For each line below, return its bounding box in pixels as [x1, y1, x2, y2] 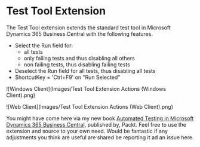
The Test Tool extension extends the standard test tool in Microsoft [6, 24, 171, 31]
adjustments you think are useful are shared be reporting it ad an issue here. [6, 133, 194, 141]
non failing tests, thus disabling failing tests [23, 61, 130, 68]
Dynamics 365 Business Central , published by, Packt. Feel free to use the [6, 121, 187, 128]
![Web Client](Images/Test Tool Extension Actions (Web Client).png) [6, 103, 174, 110]
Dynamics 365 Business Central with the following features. [6, 30, 153, 37]
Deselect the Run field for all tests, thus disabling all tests [14, 67, 156, 74]
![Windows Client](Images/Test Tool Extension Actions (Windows [6, 85, 166, 92]
